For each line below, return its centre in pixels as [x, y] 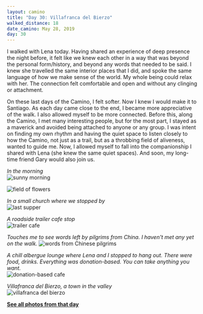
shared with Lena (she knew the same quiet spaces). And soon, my [91, 153]
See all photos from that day [43, 304]
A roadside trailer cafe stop [41, 219]
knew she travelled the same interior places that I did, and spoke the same [99, 71]
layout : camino [26, 12]
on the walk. [22, 244]
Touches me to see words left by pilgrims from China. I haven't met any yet [100, 237]
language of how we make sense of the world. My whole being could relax [99, 77]
